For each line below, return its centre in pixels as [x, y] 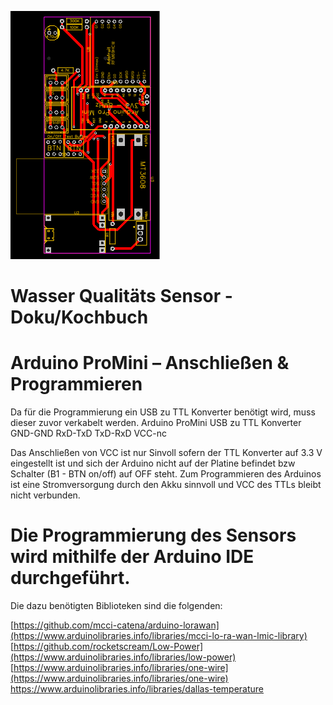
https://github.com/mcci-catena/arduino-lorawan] [116, 625]
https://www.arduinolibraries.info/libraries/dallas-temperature [137, 689]
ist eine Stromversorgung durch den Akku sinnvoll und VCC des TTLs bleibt [166, 485]
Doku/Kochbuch [79, 317]
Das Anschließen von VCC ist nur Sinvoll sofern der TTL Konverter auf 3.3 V [166, 453]
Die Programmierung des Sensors [153, 535]
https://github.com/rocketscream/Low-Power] [108, 647]
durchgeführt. [70, 578]
